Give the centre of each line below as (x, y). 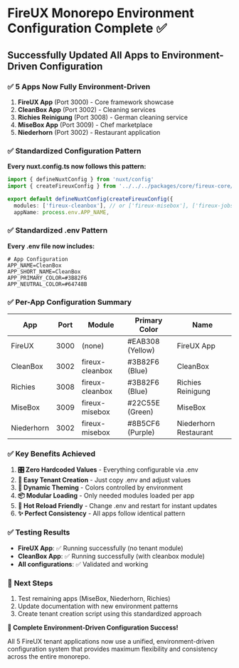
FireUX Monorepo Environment (101, 13)
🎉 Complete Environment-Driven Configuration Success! (93, 628)
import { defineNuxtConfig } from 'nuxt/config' (81, 180)
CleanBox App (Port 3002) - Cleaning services (87, 109)
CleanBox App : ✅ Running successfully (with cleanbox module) (111, 556)
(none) (93, 346)
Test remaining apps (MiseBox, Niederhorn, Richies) (94, 599)
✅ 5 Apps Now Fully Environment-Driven (79, 86)
